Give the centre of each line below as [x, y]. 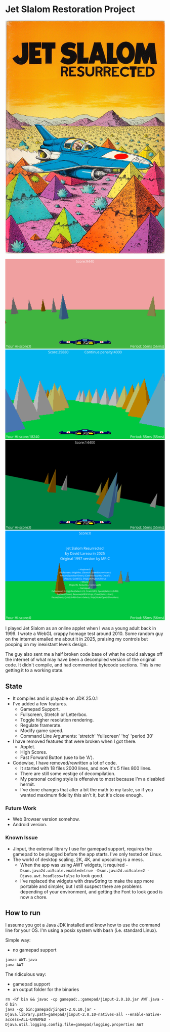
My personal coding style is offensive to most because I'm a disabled [92, 779]
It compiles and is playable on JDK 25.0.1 [55, 698]
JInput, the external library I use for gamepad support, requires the [82, 848]
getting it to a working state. [35, 670]
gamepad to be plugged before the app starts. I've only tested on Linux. [88, 854]
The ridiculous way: [26, 974]
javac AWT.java [21, 960]
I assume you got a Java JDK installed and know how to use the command [83, 925]
